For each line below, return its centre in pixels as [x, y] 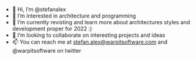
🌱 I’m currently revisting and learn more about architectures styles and [101, 22]
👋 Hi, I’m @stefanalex [39, 9]
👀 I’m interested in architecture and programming [74, 16]
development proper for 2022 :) [52, 28]
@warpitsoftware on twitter [47, 51]
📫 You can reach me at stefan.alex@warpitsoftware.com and [89, 42]
